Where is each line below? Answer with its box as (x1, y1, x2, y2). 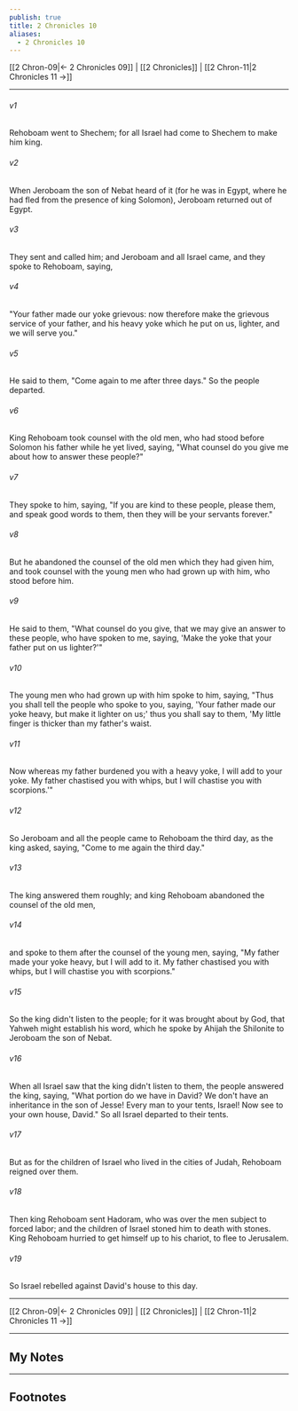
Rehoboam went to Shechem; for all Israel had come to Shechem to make (9, 128, 278, 138)
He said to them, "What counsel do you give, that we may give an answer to (9, 623, 286, 635)
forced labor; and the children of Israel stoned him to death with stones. (9, 1223, 271, 1234)
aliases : (9, 29, 42, 38)
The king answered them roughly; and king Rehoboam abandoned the (9, 889, 265, 901)
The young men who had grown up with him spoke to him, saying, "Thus (9, 690, 274, 701)
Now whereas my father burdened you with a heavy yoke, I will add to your (9, 766, 283, 776)
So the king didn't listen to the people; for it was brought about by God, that (9, 1013, 286, 1025)
